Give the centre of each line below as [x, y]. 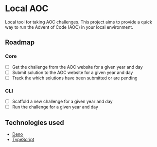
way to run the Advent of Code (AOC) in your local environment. [69, 27]
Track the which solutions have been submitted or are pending [75, 78]
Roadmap [20, 43]
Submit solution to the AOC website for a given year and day [72, 72]
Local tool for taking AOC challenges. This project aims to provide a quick [78, 22]
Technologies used [35, 122]
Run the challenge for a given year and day [55, 107]
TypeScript [23, 140]
